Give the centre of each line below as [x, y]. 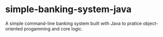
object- [151, 23]
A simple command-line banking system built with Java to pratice [74, 23]
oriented [14, 28]
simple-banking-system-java [69, 9]
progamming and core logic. [53, 28]
